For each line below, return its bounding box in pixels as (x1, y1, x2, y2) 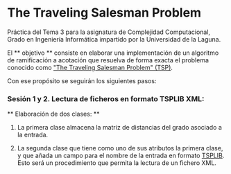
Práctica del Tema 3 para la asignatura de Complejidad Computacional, (7, 28, 210, 36)
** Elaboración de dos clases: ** (7, 110, 100, 119)
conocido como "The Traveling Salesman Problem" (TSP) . (7, 63, 173, 71)
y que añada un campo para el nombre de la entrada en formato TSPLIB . (17, 151, 225, 160)
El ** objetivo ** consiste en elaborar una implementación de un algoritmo (7, 49, 219, 57)
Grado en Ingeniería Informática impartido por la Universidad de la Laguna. (7, 35, 221, 43)
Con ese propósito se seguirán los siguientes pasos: (7, 76, 157, 85)
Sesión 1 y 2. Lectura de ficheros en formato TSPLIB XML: (7, 94, 205, 103)
